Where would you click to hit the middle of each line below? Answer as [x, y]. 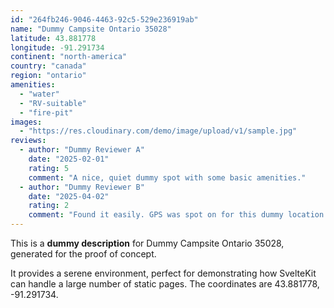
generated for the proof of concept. [83, 254]
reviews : [28, 141]
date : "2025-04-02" [69, 196]
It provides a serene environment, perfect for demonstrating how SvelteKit [163, 273]
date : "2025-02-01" [69, 159]
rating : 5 [49, 168]
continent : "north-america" [69, 57]
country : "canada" [48, 66]
